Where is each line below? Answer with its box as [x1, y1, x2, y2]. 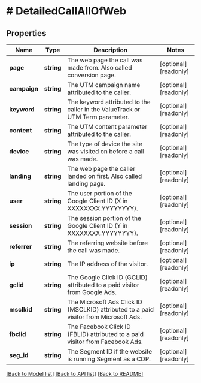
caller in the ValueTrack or [67, 105, 141, 113]
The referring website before [67, 239, 148, 247]
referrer [9, 243, 32, 251]
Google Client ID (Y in [67, 222, 128, 230]
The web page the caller [67, 165, 136, 173]
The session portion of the [67, 214, 142, 222]
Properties [6, 28, 47, 38]
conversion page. [67, 71, 117, 79]
